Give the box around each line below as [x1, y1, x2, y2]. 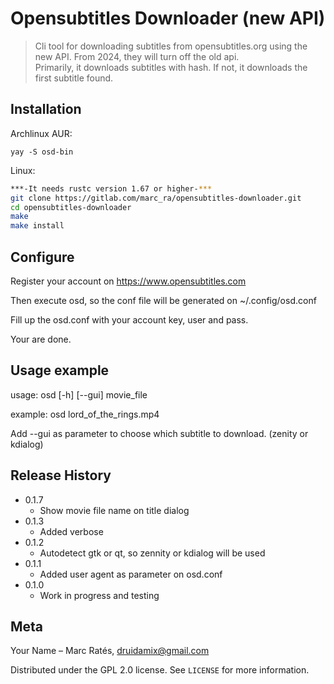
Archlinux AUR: [10, 127, 73, 139]
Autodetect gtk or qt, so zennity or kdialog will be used [39, 547, 266, 559]
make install [10, 221, 65, 231]
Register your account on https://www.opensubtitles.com [10, 275, 247, 287]
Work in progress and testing [39, 589, 160, 601]
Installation [10, 101, 82, 118]
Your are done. [10, 333, 72, 345]
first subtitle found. [34, 72, 114, 84]
